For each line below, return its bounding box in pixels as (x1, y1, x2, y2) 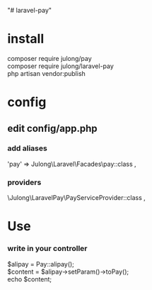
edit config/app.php (7, 122, 98, 134)
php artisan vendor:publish (7, 69, 86, 77)
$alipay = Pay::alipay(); (7, 260, 74, 268)
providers (7, 177, 42, 187)
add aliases (7, 143, 47, 153)
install (7, 31, 45, 47)
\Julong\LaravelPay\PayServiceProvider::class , (7, 194, 146, 202)
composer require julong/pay (7, 54, 92, 62)
